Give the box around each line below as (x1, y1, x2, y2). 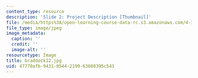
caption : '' (11, 36, 41, 42)
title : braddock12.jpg (6, 57, 62, 63)
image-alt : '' (11, 47, 46, 53)
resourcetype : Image (6, 52, 57, 58)
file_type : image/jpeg (6, 25, 62, 31)
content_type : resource (6, 8, 65, 15)
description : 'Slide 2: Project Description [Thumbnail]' (6, 14, 151, 20)
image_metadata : (6, 30, 46, 36)
